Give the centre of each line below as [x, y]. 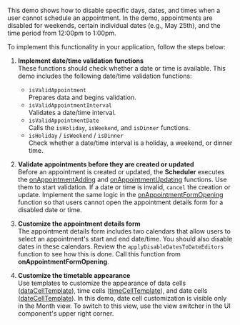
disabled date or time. [50, 210]
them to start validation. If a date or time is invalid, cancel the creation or [124, 187]
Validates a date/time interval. [72, 112]
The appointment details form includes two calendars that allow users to [124, 231]
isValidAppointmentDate [64, 121]
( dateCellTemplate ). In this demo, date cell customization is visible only [122, 298]
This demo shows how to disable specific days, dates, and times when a [114, 10]
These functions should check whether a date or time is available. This [122, 68]
